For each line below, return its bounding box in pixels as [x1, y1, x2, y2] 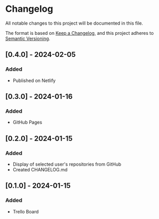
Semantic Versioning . [5, 35, 50, 42]
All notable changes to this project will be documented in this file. [5, 20, 144, 26]
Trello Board [12, 208, 39, 214]
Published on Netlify [12, 77, 56, 84]
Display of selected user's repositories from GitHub [12, 161, 122, 167]
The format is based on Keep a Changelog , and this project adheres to [5, 30, 154, 36]
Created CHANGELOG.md [12, 167, 68, 172]
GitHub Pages [12, 119, 43, 126]
